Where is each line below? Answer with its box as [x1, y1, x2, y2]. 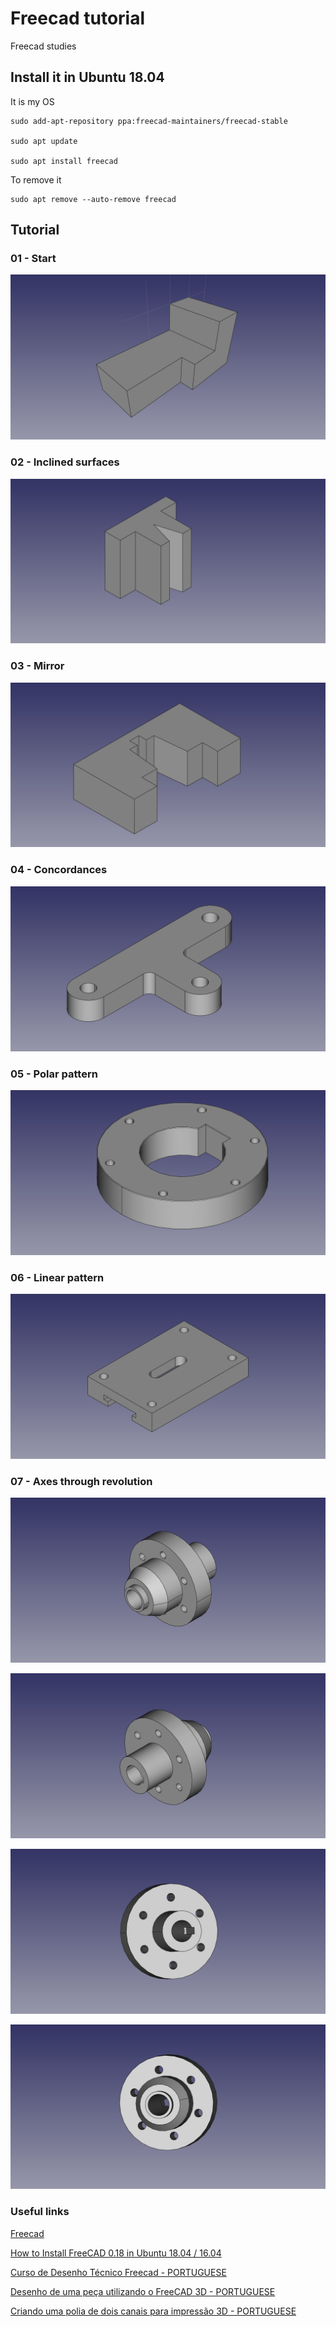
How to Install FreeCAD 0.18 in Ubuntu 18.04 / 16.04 [10, 2247, 222, 2259]
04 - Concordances [10, 863, 108, 877]
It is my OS [10, 95, 55, 107]
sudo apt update [10, 136, 78, 146]
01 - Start [10, 252, 57, 266]
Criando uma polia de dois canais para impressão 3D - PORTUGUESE [10, 2305, 297, 2317]
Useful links [10, 2205, 70, 2219]
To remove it [10, 173, 62, 186]
